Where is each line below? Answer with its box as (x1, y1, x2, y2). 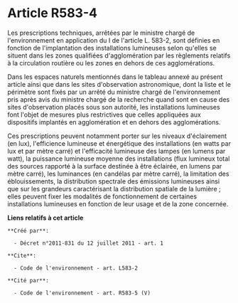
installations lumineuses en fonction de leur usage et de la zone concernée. (7, 199, 229, 208)
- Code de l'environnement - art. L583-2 (13, 265, 139, 272)
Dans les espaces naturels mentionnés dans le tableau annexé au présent (7, 73, 223, 81)
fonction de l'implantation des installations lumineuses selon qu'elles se (7, 43, 217, 52)
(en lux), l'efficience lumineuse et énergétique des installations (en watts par (7, 139, 231, 147)
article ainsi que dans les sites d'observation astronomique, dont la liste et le (7, 80, 231, 88)
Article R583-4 (7, 5, 98, 21)
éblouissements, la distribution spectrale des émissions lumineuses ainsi (7, 176, 220, 186)
